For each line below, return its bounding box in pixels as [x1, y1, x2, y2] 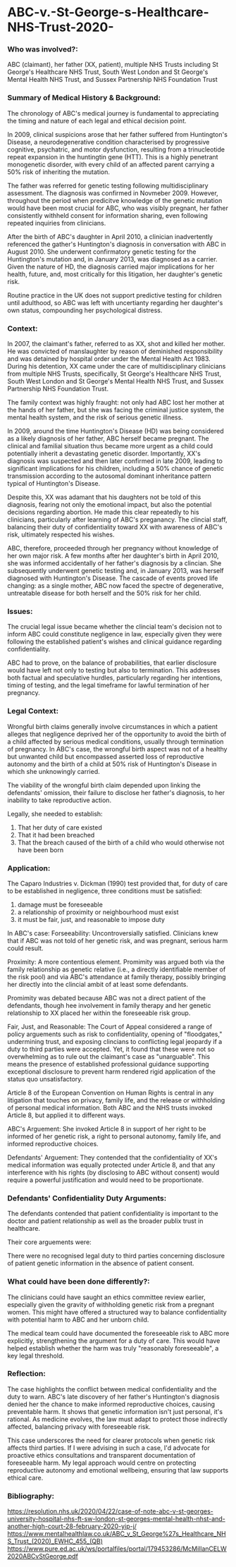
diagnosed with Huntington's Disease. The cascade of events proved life [7, 574, 218, 582]
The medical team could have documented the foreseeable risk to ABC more [7, 1329, 230, 1337]
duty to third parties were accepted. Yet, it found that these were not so [7, 1045, 215, 1053]
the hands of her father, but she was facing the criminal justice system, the [7, 406, 224, 414]
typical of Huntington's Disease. [7, 479, 101, 488]
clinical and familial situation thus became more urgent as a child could [7, 442, 213, 450]
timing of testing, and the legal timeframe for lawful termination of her [7, 681, 210, 689]
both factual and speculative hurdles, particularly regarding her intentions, [7, 674, 223, 682]
